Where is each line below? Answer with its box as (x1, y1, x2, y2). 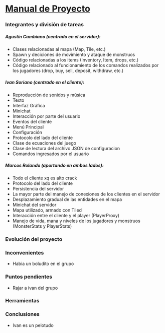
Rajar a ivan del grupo (12, 285, 58, 291)
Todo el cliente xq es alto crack (12, 175, 77, 181)
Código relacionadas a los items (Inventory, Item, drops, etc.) (12, 57, 139, 63)
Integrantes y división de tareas (5, 21, 84, 28)
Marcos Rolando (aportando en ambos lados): (5, 162, 104, 168)
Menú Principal (12, 124, 44, 130)
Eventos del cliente (12, 119, 52, 125)
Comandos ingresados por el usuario (12, 151, 89, 157)
